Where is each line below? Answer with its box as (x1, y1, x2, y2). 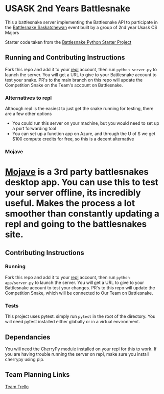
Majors (5, 29, 19, 35)
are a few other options (5, 111, 52, 117)
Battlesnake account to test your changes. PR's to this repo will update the (5, 284, 155, 290)
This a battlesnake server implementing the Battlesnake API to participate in (5, 19, 158, 25)
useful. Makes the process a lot (5, 197, 135, 209)
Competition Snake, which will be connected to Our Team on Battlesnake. (5, 290, 153, 296)
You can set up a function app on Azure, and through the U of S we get (12, 131, 156, 137)
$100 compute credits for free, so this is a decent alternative (12, 136, 134, 142)
